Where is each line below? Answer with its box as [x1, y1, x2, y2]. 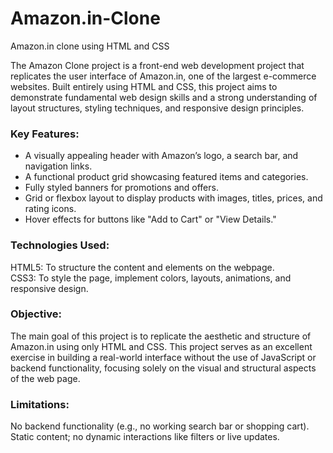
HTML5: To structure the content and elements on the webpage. [10, 261, 275, 273]
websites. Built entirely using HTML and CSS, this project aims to [10, 80, 278, 92]
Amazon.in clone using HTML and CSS [10, 40, 170, 52]
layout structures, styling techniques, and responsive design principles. [10, 102, 305, 114]
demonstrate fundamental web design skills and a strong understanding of [10, 91, 318, 103]
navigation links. [24, 160, 93, 172]
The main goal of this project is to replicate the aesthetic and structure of [10, 330, 312, 342]
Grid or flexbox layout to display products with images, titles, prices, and [24, 192, 323, 204]
